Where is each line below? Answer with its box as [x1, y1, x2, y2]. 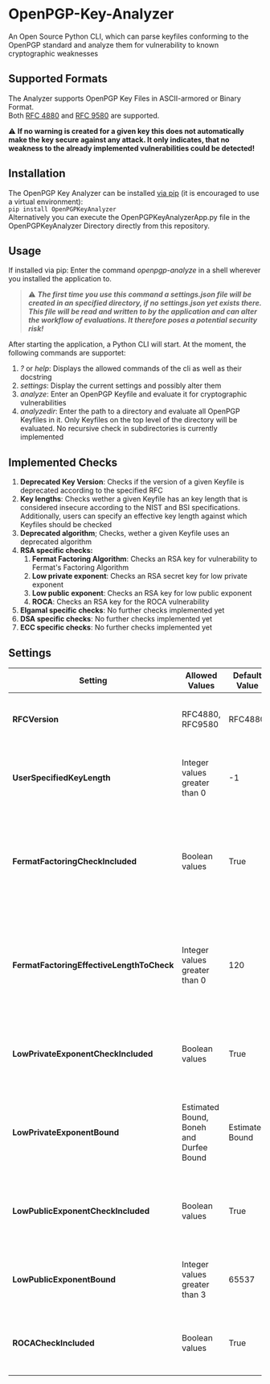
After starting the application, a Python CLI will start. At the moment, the [8, 339, 247, 349]
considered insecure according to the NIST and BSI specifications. [19, 503, 240, 513]
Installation [8, 167, 66, 181]
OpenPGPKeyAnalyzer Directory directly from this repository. [8, 221, 211, 231]
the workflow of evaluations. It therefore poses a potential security [27, 315, 258, 325]
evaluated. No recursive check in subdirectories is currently [19, 424, 219, 434]
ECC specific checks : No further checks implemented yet [19, 622, 213, 633]
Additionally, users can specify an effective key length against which [19, 511, 247, 521]
